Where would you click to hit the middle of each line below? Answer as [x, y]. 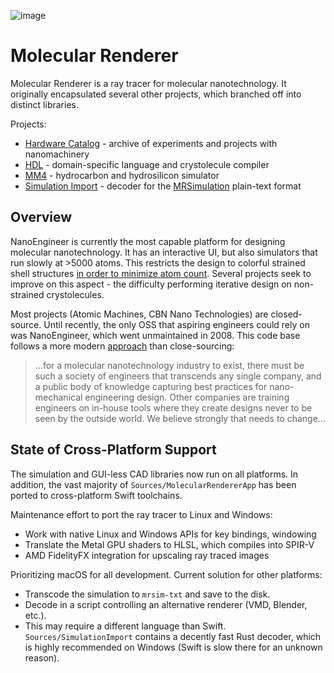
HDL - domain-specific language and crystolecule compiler [147, 164]
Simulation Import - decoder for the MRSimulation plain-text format [163, 186]
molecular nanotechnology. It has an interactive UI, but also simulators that [164, 252]
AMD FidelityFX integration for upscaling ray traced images [147, 555]
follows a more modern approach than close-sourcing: [122, 346]
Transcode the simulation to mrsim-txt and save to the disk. [147, 594]
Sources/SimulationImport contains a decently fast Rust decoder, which [173, 636]
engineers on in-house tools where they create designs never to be [173, 407]
